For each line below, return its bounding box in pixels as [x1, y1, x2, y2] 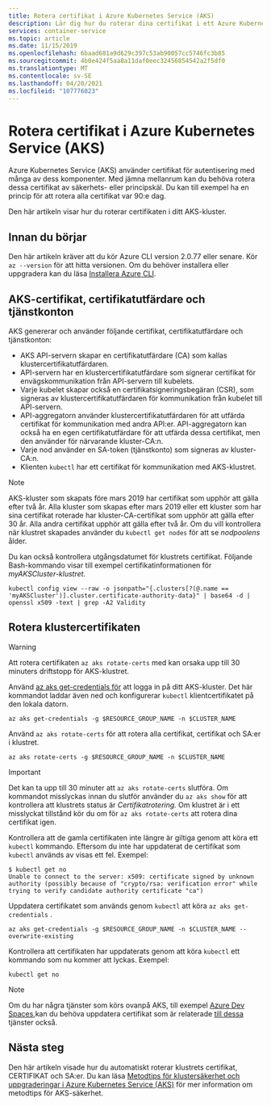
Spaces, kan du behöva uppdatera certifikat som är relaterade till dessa [8, 1008, 244, 1018]
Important [8, 767, 41, 777]
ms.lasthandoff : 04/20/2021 [8, 79, 103, 87]
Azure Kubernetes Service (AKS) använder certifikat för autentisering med [8, 165, 256, 175]
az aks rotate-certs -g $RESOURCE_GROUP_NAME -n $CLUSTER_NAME [8, 752, 226, 761]
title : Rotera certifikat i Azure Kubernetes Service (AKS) [8, 11, 215, 20]
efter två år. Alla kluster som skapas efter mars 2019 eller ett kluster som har [8, 501, 262, 511]
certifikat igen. [8, 817, 56, 827]
